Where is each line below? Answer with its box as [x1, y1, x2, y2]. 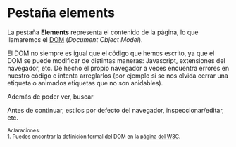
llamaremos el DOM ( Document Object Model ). [7, 35, 143, 43]
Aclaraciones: [7, 127, 41, 134]
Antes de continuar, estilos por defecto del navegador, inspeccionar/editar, [7, 106, 224, 114]
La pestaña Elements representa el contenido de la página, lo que [7, 28, 199, 36]
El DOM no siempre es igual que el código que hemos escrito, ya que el [7, 49, 215, 57]
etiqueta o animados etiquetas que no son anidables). [7, 78, 163, 87]
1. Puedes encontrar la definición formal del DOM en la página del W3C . [7, 133, 181, 140]
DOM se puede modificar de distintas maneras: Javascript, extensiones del [7, 56, 225, 64]
